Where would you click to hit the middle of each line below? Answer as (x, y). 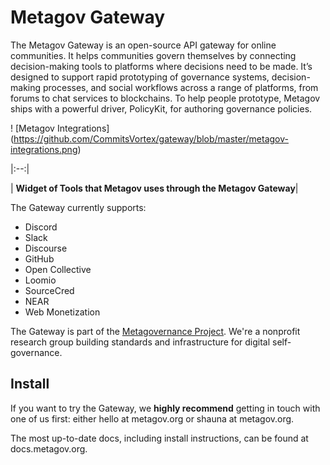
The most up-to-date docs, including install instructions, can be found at (159, 438)
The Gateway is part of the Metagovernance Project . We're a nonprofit (155, 331)
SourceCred (49, 290)
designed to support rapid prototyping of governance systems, (140, 77)
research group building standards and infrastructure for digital (140, 342)
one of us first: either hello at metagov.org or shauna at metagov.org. (152, 418)
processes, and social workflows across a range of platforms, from (180, 87)
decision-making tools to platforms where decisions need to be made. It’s (161, 66)
